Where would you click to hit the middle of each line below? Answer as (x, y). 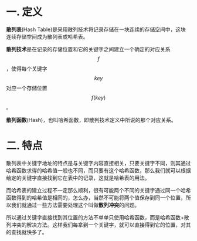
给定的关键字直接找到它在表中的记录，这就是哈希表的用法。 (78, 178)
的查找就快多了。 (27, 232)
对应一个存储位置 (27, 88)
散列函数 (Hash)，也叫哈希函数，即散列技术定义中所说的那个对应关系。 (91, 120)
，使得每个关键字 (27, 69)
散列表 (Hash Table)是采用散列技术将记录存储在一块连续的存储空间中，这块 (96, 29)
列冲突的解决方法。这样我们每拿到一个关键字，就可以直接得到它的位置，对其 (98, 225)
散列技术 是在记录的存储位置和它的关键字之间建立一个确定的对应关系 (88, 49)
